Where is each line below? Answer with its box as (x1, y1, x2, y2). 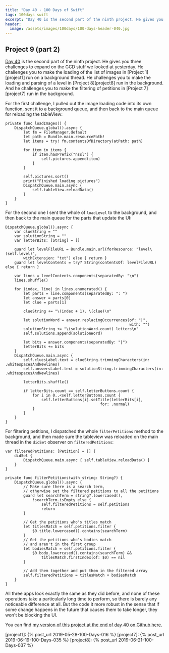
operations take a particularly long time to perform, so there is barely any (5, 595, 157, 602)
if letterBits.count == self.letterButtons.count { (23, 388, 135, 394)
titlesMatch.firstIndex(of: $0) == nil (41, 555, 125, 560)
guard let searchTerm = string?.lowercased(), (23, 493, 123, 498)
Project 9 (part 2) (5, 45, 61, 54)
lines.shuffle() (14, 278, 49, 283)
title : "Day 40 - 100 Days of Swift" (5, 7, 85, 13)
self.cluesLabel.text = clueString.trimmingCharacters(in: (23, 357, 150, 362)
